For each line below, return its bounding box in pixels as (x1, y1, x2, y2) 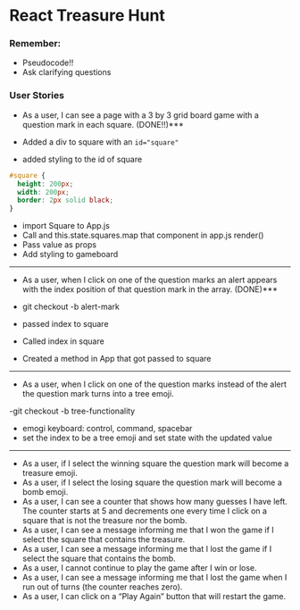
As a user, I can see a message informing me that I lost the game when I (21, 572, 287, 583)
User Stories (9, 89, 65, 102)
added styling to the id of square (21, 154, 143, 164)
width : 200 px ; (17, 188, 70, 196)
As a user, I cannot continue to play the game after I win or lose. (21, 563, 257, 573)
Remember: (9, 38, 62, 50)
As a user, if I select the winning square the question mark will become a (21, 458, 289, 469)
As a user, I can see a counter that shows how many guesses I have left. (21, 497, 288, 507)
